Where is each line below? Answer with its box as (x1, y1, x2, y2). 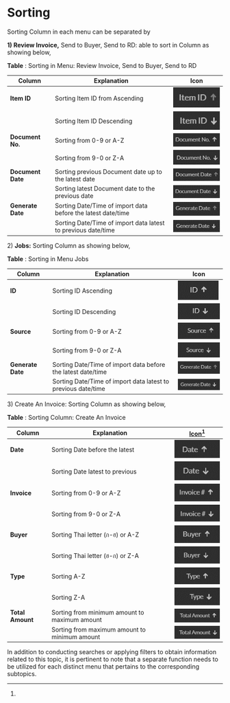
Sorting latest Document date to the (54, 184, 155, 193)
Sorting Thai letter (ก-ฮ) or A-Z (51, 531, 140, 539)
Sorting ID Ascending (52, 287, 113, 295)
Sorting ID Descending (52, 308, 116, 316)
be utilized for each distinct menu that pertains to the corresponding (7, 662, 200, 671)
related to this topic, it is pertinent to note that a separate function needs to (7, 655, 219, 664)
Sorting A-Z (51, 572, 86, 581)
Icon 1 (189, 428, 205, 438)
